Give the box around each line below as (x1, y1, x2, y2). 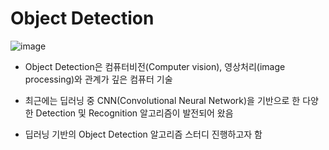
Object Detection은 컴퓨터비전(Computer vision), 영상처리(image (24, 60, 286, 72)
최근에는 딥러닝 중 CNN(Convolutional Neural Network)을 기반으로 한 (24, 94, 301, 106)
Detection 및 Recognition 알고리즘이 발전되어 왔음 (35, 107, 234, 119)
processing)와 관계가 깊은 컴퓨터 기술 (24, 73, 173, 85)
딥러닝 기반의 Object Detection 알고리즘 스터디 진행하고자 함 (24, 128, 263, 140)
